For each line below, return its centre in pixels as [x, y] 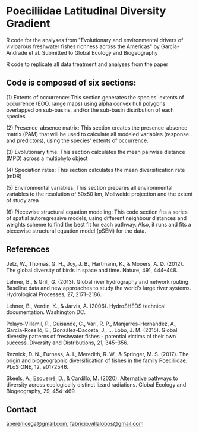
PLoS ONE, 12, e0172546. [37, 366]
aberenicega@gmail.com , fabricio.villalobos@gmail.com [75, 424]
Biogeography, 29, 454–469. [41, 391]
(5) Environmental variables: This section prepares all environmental [89, 187]
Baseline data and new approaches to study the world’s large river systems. [99, 288]
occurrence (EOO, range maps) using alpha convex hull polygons [86, 103]
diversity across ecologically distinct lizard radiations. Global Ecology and [96, 384]
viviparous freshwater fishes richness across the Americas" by [83, 46]
